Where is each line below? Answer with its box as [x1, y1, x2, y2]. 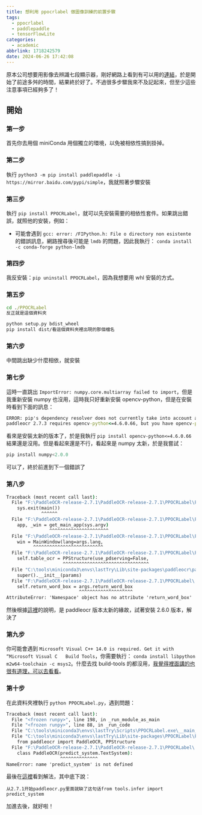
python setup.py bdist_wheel [6, 321, 79, 327]
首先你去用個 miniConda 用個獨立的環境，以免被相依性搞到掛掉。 [6, 140, 168, 147]
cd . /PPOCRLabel [6, 304, 47, 310]
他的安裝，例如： [26, 217, 70, 224]
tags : [6, 14, 20, 20]
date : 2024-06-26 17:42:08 [6, 54, 74, 60]
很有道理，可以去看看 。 [6, 668, 64, 675]
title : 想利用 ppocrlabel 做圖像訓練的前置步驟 [6, 8, 116, 15]
